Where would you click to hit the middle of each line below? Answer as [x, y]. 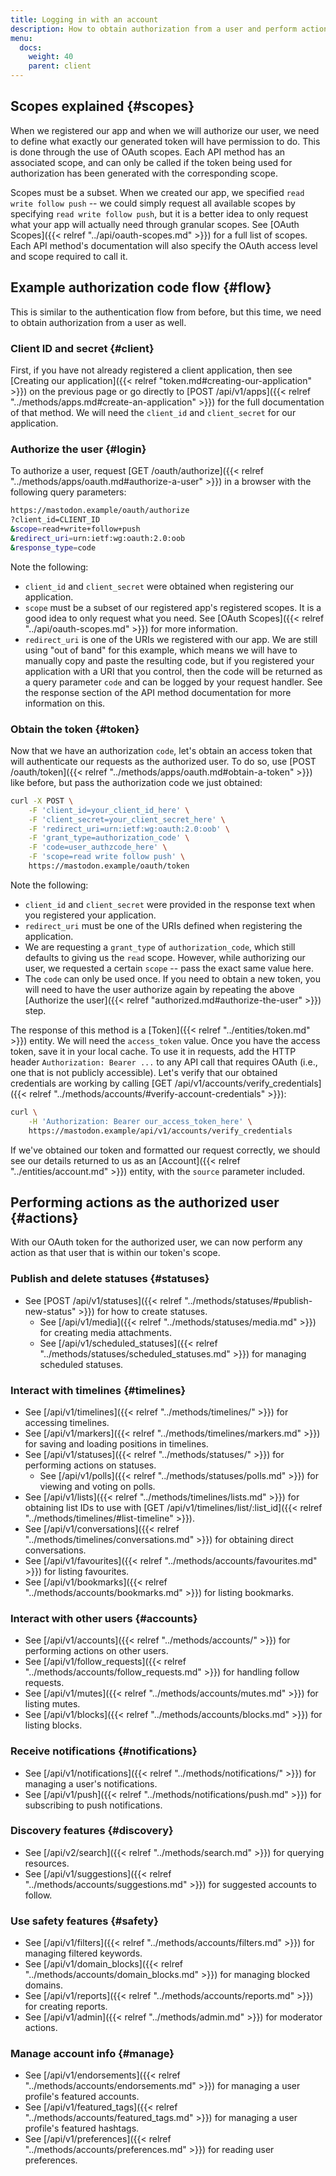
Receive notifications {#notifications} [104, 1751]
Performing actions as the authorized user [145, 1202]
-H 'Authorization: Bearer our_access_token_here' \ [140, 1121]
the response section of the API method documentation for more [158, 692]
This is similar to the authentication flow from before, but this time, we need [166, 312]
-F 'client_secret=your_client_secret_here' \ [127, 819]
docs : [31, 47]
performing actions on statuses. [90, 1465]
